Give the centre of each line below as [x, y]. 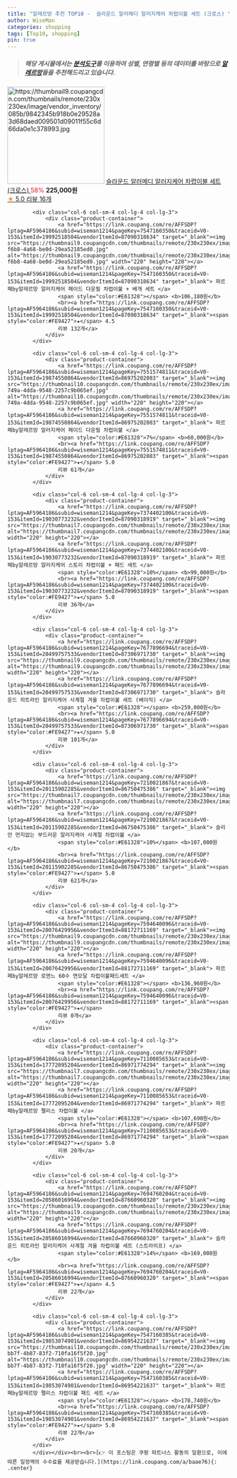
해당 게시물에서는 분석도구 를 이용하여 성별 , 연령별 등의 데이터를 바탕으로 [122, 63]
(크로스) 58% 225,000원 [42, 190]
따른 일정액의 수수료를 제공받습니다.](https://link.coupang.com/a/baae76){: [112, 1462]
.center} [20, 1468]
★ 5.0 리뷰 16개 [29, 199]
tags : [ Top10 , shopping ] [44, 34]
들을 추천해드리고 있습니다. [79, 72]
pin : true [22, 40]
